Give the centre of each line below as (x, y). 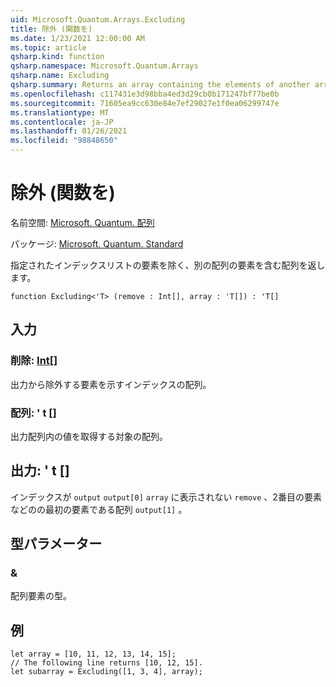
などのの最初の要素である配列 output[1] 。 (99, 509)
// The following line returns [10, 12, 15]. (106, 663)
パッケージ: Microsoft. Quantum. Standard (97, 243)
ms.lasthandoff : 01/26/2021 (69, 131)
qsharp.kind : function (57, 57)
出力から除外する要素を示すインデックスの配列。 (111, 384)
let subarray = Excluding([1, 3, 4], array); (106, 672)
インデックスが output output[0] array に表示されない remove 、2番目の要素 (166, 497)
